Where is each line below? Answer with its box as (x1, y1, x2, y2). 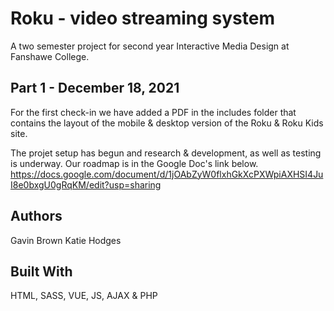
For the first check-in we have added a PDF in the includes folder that (10, 106, 297, 118)
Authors (10, 208, 63, 225)
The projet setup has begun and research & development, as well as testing (10, 147, 322, 159)
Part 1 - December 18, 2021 (10, 80, 180, 97)
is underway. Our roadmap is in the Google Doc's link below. (10, 157, 259, 169)
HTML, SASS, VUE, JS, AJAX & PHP (10, 290, 158, 302)
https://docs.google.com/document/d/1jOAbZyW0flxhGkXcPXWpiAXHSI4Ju (10, 168, 324, 180)
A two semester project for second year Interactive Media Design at (10, 40, 290, 52)
